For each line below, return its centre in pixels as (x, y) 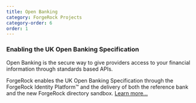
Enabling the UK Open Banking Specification (73, 50)
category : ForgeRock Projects (44, 17)
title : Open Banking (32, 12)
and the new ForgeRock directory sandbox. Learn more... (77, 93)
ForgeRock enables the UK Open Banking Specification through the (90, 80)
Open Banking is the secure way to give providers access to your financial (98, 62)
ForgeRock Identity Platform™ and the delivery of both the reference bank (97, 87)
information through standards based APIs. (60, 69)
